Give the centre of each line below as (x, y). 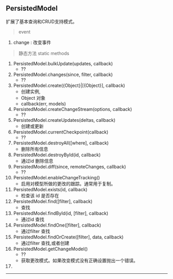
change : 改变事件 (32, 42)
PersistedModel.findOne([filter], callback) (57, 225)
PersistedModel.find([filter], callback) (53, 201)
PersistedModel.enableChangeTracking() (56, 177)
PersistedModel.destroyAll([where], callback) (61, 143)
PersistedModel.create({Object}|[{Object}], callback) (69, 85)
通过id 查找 (33, 219)
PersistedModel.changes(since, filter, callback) (63, 75)
